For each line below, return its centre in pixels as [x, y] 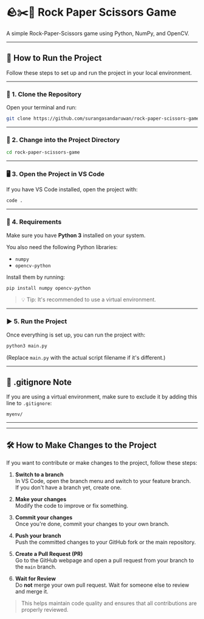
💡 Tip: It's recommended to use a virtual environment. [89, 299]
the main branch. [36, 567]
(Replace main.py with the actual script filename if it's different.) [86, 357]
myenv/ [15, 414]
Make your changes [41, 499]
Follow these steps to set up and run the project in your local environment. [99, 73]
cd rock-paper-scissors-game [43, 152]
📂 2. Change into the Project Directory [63, 140]
